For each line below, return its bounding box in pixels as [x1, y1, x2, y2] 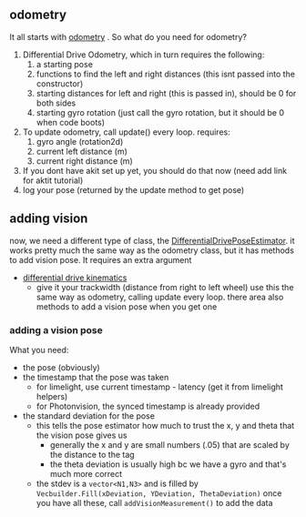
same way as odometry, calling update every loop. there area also [36, 291, 284, 302]
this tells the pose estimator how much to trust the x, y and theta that [36, 420, 295, 431]
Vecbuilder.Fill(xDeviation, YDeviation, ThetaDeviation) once [36, 487, 282, 499]
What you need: [9, 344, 69, 355]
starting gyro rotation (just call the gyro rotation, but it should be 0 [36, 106, 285, 117]
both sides [36, 97, 76, 108]
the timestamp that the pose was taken [22, 371, 169, 382]
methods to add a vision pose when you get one [36, 300, 218, 312]
